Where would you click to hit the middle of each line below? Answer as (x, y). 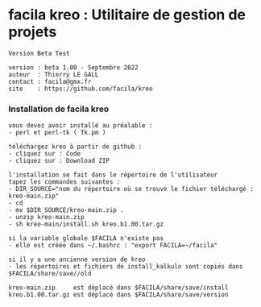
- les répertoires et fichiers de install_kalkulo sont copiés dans (126, 267)
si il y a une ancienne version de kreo (77, 259)
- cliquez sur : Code (45, 154)
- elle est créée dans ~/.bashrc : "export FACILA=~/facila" (113, 246)
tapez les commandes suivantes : (64, 182)
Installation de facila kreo (59, 109)
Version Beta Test (39, 53)
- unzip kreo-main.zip (46, 218)
